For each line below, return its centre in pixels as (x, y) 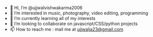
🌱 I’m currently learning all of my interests (53, 18)
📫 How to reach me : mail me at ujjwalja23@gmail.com (67, 29)
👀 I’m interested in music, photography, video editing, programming (79, 13)
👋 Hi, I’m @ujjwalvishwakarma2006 (46, 8)
